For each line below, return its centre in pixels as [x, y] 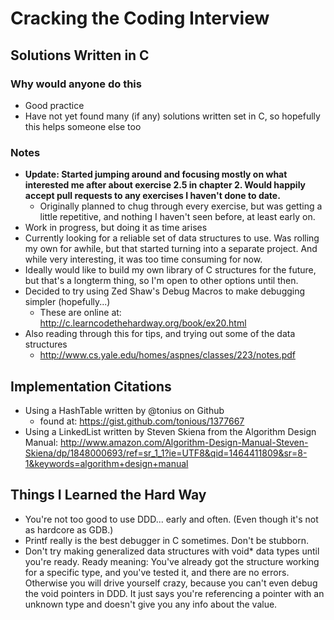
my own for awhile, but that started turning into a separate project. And [171, 249]
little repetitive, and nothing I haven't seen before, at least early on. [177, 217]
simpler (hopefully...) [67, 302]
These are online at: [80, 313]
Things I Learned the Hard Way [108, 495]
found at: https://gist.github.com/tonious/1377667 [142, 421]
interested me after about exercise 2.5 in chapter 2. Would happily [165, 185]
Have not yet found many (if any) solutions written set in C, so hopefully [172, 116]
